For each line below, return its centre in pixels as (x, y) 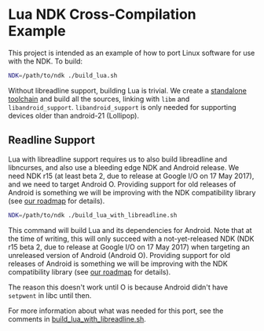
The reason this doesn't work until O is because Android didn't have (118, 287)
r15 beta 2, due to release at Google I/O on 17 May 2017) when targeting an (129, 247)
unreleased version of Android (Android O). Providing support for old (119, 255)
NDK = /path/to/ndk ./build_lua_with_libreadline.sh (93, 215)
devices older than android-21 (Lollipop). (74, 115)
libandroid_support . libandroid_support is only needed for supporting (123, 107)
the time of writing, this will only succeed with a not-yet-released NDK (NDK (131, 238)
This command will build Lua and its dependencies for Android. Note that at (130, 230)
